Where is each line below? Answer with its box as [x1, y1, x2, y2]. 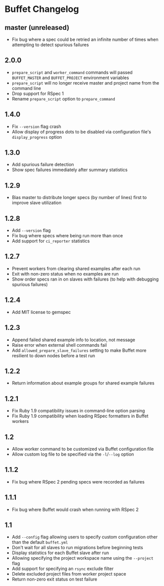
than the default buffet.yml [11, 539, 68, 545]
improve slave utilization [11, 200, 62, 206]
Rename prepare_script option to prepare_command [11, 96, 115, 101]
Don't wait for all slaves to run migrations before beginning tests [11, 545, 144, 551]
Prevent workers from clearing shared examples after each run [11, 265, 141, 272]
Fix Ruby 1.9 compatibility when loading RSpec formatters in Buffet [11, 413, 149, 419]
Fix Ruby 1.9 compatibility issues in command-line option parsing [11, 408, 145, 414]
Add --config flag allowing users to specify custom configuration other [11, 534, 158, 540]
